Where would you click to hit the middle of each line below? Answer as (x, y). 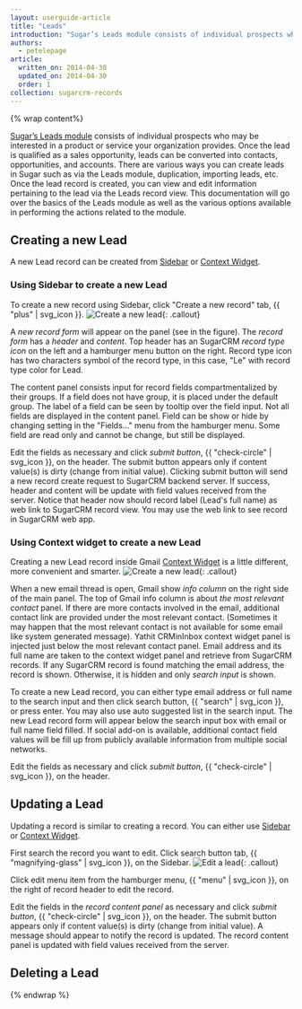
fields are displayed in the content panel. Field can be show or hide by (140, 416)
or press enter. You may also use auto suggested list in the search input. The (152, 711)
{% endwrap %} (40, 995)
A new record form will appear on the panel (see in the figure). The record (147, 331)
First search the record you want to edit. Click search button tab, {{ (134, 853)
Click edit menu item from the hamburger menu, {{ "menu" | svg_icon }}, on (150, 880)
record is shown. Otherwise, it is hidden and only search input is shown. (143, 674)
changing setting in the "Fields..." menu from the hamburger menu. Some (145, 425)
